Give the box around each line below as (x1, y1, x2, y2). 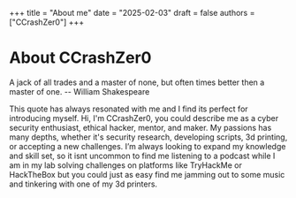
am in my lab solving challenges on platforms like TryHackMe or (9, 159, 243, 171)
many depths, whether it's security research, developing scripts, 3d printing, (9, 132, 288, 142)
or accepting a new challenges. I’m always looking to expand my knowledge (9, 141, 286, 151)
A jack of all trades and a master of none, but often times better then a (9, 77, 265, 88)
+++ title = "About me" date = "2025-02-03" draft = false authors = (9, 8, 255, 18)
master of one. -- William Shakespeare (9, 86, 150, 96)
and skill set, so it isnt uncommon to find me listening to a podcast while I (9, 150, 276, 161)
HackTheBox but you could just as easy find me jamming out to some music (9, 169, 285, 179)
